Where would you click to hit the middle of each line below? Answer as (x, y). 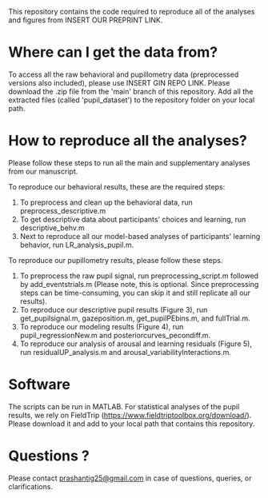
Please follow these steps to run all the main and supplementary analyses (129, 162)
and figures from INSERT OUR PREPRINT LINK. (86, 20)
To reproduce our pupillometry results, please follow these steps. (116, 260)
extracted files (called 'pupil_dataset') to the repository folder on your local (132, 100)
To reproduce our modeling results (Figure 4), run (102, 326)
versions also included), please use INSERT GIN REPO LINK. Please (119, 82)
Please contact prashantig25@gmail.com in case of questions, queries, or (130, 478)
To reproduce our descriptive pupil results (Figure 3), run (114, 309)
